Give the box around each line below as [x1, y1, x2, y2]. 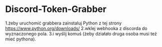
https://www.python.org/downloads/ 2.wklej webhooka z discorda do [5, 25, 148, 31]
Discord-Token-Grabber [5, 3, 107, 15]
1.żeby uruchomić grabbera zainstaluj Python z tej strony [5, 20, 122, 26]
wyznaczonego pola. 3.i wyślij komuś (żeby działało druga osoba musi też [5, 30, 157, 36]
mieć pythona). [5, 36, 36, 42]
